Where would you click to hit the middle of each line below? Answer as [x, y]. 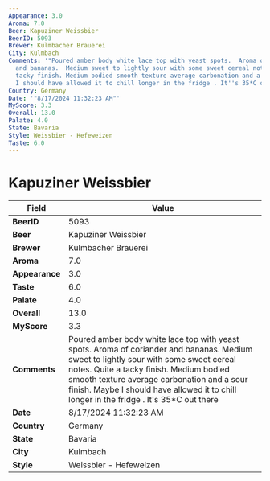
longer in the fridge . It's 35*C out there [143, 400]
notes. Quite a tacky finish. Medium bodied [149, 369]
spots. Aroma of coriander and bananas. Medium [160, 349]
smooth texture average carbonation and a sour [158, 380]
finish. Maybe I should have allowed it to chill [152, 389]
